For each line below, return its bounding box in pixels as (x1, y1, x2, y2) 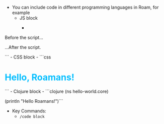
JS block (19, 15, 38, 21)
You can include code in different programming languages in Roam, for (12, 5, 159, 10)
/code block (19, 114, 45, 119)
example (12, 10, 30, 16)
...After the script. (5, 44, 41, 50)
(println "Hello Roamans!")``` (5, 98, 63, 104)
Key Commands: (12, 108, 46, 114)
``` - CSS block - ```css (5, 54, 51, 60)
